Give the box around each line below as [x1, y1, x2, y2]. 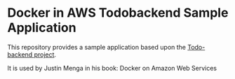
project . [34, 50, 57, 59]
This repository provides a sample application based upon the [7, 43, 187, 51]
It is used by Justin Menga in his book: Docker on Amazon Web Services [7, 64, 217, 72]
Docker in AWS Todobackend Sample [7, 5, 229, 21]
